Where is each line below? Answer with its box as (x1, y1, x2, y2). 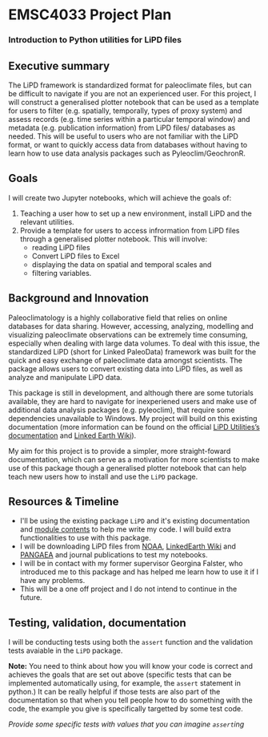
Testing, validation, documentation (8, 616, 186, 630)
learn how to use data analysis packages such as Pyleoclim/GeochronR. (8, 148, 246, 158)
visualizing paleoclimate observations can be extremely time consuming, (8, 330, 248, 339)
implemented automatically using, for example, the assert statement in (8, 678, 242, 688)
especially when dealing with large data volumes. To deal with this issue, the (8, 338, 260, 348)
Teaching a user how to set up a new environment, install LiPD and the (19, 209, 252, 218)
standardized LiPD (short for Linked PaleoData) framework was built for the (8, 346, 257, 356)
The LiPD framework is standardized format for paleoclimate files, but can (8, 80, 252, 90)
